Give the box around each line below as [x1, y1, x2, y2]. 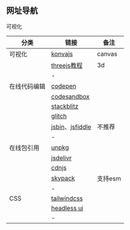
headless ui [51, 204, 84, 212]
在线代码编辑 [9, 82, 46, 90]
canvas [96, 50, 118, 58]
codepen [51, 81, 77, 90]
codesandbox [51, 92, 90, 101]
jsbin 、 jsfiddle [51, 122, 92, 131]
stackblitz [51, 102, 79, 110]
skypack [51, 174, 75, 182]
